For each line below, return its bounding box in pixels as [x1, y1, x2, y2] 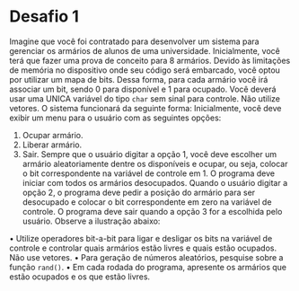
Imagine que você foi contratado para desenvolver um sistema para [9, 36, 259, 47]
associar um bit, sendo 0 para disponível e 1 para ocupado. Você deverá [9, 84, 277, 94]
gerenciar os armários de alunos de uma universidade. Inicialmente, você [9, 45, 280, 56]
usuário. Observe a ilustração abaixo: [22, 216, 161, 226]
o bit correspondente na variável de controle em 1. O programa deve [22, 168, 276, 179]
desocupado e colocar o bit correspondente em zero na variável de [22, 196, 272, 207]
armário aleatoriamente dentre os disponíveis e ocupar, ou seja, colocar [22, 158, 288, 169]
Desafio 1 [9, 6, 79, 27]
